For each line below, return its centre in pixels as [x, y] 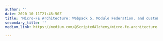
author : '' [16, 9]
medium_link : [18, 27]
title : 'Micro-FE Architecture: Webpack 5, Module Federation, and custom [82, 18]
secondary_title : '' [26, 23]
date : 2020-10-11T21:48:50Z [33, 14]
